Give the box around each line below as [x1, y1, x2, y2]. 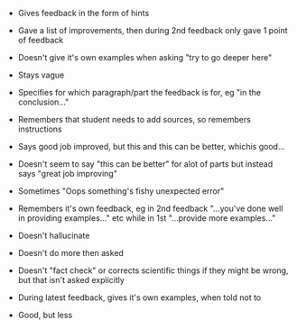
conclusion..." [17, 96, 70, 107]
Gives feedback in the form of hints [17, 8, 150, 18]
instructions [17, 123, 63, 134]
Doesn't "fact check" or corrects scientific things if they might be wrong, [17, 265, 289, 276]
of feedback [17, 35, 64, 45]
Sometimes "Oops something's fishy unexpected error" [17, 186, 225, 196]
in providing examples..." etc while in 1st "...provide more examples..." [17, 213, 276, 224]
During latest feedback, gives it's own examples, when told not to [17, 292, 262, 303]
